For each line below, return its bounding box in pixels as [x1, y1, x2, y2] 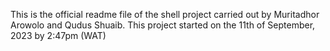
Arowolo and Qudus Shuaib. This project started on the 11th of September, [10, 19, 316, 31]
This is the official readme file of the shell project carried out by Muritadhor [10, 9, 320, 20]
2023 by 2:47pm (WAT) [10, 30, 107, 41]
